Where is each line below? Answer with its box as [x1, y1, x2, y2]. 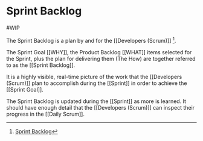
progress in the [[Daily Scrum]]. [6, 110, 85, 117]
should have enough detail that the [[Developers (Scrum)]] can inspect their [6, 104, 195, 111]
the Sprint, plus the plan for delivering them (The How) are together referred [6, 55, 196, 62]
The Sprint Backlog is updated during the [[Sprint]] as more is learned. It [6, 98, 186, 105]
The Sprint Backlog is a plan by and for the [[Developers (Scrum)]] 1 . [6, 36, 176, 44]
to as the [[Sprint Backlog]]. [6, 61, 76, 69]
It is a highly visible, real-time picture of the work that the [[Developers [6, 73, 182, 80]
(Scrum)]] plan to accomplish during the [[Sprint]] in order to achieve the [6, 80, 187, 87]
